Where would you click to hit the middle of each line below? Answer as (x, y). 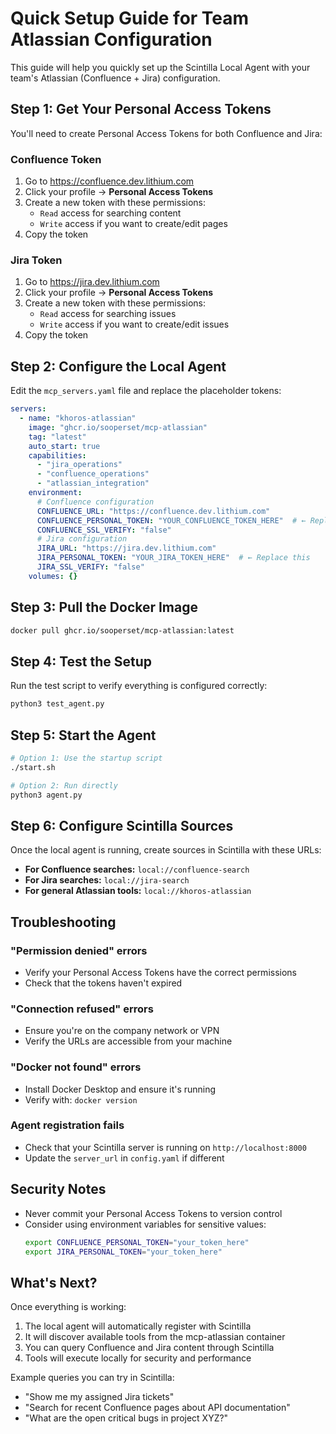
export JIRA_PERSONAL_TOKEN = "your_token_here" (123, 1252)
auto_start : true (64, 446)
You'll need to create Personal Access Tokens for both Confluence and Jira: (166, 133)
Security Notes (58, 1189)
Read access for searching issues (108, 314)
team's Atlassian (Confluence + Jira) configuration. (115, 78)
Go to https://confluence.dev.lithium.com (109, 181)
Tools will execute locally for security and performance (138, 1358)
